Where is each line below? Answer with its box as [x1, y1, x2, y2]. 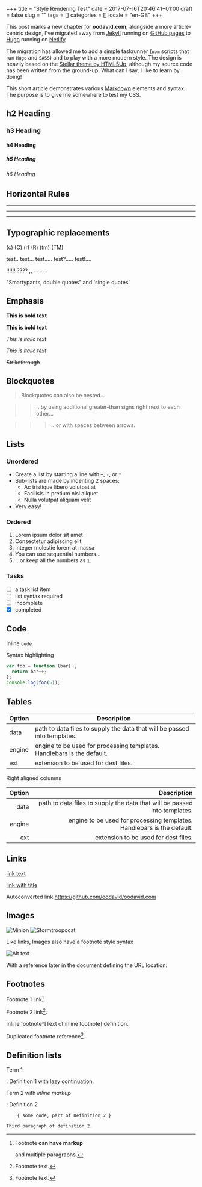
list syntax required [14, 592, 63, 600]
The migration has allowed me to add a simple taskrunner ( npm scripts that [6, 48, 189, 55]
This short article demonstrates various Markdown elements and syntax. [6, 85, 186, 92]
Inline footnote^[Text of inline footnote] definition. [6, 1020, 129, 1027]
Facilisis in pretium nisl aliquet [23, 490, 99, 497]
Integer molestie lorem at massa [14, 544, 95, 551]
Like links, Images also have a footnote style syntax [6, 938, 133, 945]
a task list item [14, 586, 51, 593]
